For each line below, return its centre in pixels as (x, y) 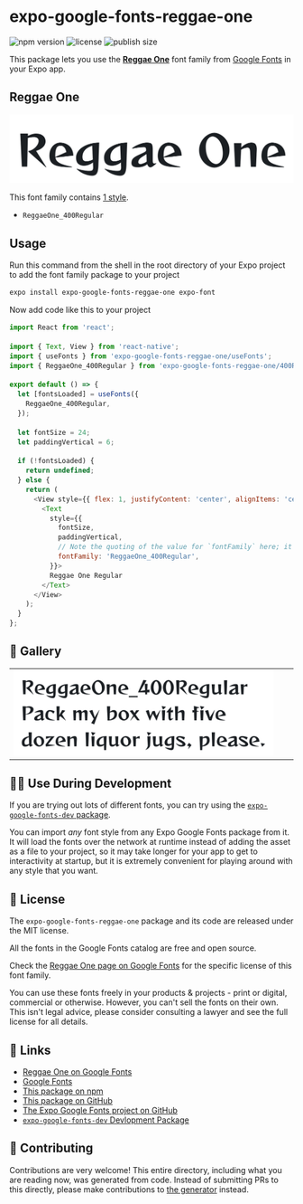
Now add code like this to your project (80, 310)
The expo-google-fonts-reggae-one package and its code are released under (151, 921)
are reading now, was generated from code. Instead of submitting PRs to (144, 1180)
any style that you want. (54, 871)
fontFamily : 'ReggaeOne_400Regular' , (129, 556)
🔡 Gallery (36, 652)
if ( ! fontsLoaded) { (56, 461)
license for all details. (49, 1022)
